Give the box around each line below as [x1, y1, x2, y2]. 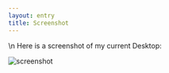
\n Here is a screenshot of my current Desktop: [8, 40, 162, 50]
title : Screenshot [8, 19, 69, 27]
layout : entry [8, 11, 56, 20]
